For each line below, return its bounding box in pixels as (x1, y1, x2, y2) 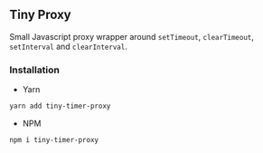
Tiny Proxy (9, 7, 71, 23)
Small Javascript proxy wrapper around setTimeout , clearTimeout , (9, 31, 255, 42)
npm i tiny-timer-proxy (9, 135, 99, 144)
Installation (9, 63, 61, 76)
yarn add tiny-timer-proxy (9, 101, 111, 111)
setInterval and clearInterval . (9, 41, 128, 52)
